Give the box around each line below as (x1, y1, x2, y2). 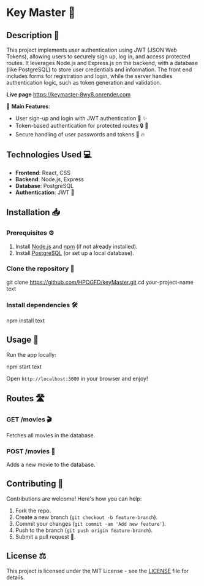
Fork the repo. (15, 507, 51, 514)
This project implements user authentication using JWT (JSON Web (6, 46, 178, 53)
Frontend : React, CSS (15, 169, 70, 176)
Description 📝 (6, 30, 59, 41)
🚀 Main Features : (6, 103, 50, 110)
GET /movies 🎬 (6, 415, 52, 424)
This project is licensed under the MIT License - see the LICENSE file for (6, 567, 189, 574)
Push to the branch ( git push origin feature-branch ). (15, 526, 153, 534)
